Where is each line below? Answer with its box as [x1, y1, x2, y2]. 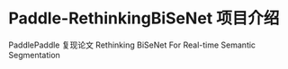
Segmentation [8, 49, 60, 60]
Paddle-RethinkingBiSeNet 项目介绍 [8, 8, 280, 29]
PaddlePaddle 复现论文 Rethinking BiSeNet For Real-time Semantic [8, 39, 256, 50]
